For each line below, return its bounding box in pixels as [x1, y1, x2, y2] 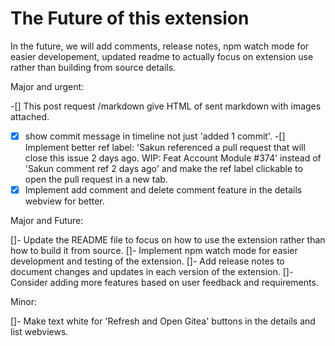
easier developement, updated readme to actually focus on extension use [10, 50, 314, 62]
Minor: [10, 296, 38, 308]
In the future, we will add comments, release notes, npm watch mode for [10, 40, 310, 52]
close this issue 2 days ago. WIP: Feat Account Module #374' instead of [24, 152, 322, 164]
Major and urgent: [10, 80, 85, 92]
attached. [10, 110, 50, 122]
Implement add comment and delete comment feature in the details [24, 184, 303, 196]
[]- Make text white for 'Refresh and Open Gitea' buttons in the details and [10, 315, 316, 327]
